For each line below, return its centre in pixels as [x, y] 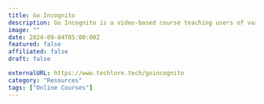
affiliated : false [38, 52]
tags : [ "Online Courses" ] [50, 88]
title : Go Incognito [42, 15]
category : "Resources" [45, 80]
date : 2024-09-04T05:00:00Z [54, 37]
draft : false [29, 59]
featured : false [35, 45]
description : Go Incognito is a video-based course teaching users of [126, 23]
